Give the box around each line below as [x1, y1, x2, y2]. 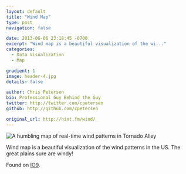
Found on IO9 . [6, 161, 40, 168]
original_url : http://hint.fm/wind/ [6, 116, 96, 122]
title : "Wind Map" [6, 14, 51, 20]
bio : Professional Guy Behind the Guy [6, 95, 101, 101]
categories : [6, 46, 35, 53]
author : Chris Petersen [6, 89, 65, 95]
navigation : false [6, 25, 51, 31]
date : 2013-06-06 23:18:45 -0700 [6, 36, 88, 42]
